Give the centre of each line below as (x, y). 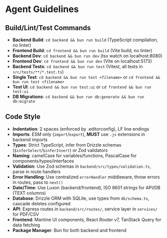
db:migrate (24, 101)
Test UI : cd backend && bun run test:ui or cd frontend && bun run (82, 87)
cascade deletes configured (41, 203)
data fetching (26, 225)
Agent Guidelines (42, 9)
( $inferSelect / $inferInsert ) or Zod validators (60, 150)
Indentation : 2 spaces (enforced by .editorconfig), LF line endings (81, 129)
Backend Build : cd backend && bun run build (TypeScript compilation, (85, 40)
